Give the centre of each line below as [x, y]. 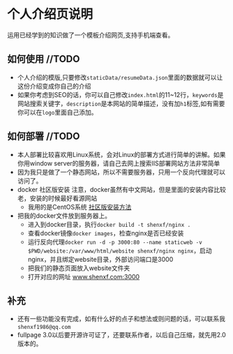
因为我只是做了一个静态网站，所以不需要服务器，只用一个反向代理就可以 [121, 172]
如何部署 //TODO [44, 137]
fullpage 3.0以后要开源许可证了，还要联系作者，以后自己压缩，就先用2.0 [122, 335]
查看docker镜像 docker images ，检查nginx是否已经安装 [106, 233]
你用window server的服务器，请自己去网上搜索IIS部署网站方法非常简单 [119, 163]
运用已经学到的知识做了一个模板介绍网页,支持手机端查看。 [91, 35]
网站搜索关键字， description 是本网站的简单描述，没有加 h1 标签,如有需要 [121, 103]
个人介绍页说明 [50, 14]
